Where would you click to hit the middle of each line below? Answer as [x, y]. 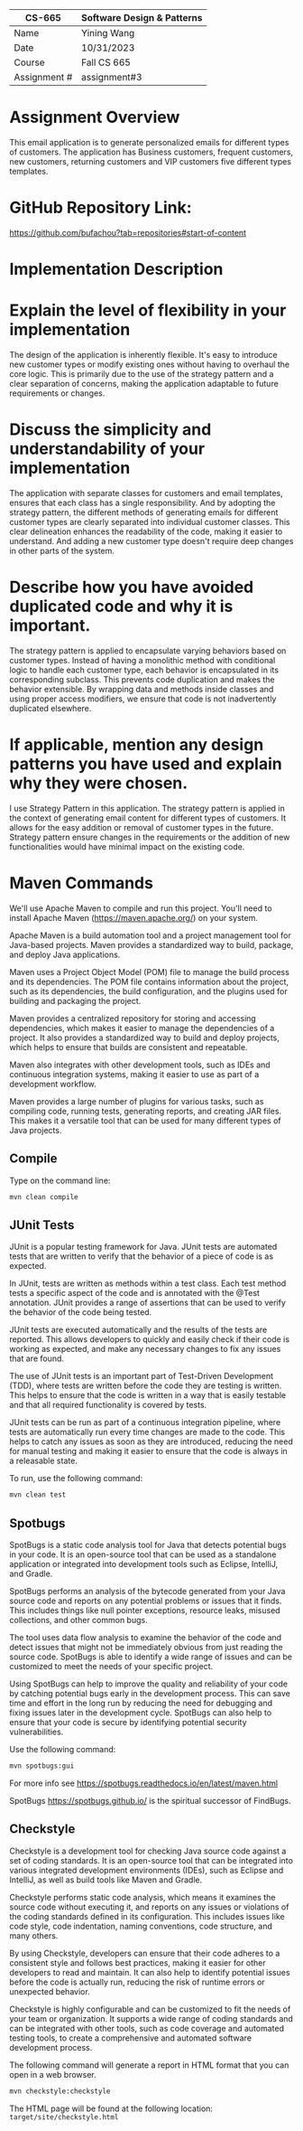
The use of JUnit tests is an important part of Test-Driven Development [141, 1376]
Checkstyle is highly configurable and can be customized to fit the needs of [150, 2009]
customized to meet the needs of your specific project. [111, 1666]
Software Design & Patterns [142, 18]
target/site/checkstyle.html [64, 2117]
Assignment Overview [95, 117]
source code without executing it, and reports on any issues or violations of [149, 1907]
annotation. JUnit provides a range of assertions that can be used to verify [148, 1303]
